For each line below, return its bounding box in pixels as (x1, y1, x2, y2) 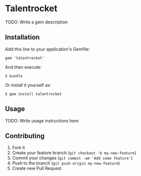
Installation (5, 33, 40, 41)
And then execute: (5, 64, 42, 70)
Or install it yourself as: (5, 82, 51, 88)
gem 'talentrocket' (5, 56, 45, 60)
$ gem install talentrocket (5, 91, 62, 97)
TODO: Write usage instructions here (5, 117, 79, 123)
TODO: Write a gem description (5, 19, 68, 25)
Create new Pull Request (12, 165, 62, 171)
